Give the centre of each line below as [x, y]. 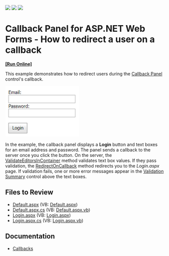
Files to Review [29, 192]
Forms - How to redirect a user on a [80, 39]
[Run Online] [19, 64]
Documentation [30, 236]
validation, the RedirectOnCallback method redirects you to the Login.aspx [82, 165]
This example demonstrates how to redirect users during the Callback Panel [84, 73]
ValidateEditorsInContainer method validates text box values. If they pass [81, 160]
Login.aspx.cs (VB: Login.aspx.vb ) [48, 220]
